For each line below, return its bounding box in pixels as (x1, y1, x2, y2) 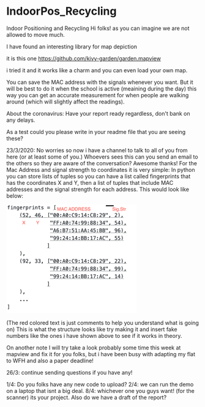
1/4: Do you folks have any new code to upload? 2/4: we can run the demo (6, 381, 194, 388)
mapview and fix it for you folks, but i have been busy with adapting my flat (6, 350, 196, 357)
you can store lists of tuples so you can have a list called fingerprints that (6, 173, 191, 180)
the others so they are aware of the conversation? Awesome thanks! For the (6, 159, 198, 166)
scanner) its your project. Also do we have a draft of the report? (6, 394, 167, 401)
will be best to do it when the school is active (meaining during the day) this (6, 84, 197, 92)
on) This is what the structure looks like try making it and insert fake (6, 326, 177, 333)
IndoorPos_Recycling (6, 4, 117, 18)
